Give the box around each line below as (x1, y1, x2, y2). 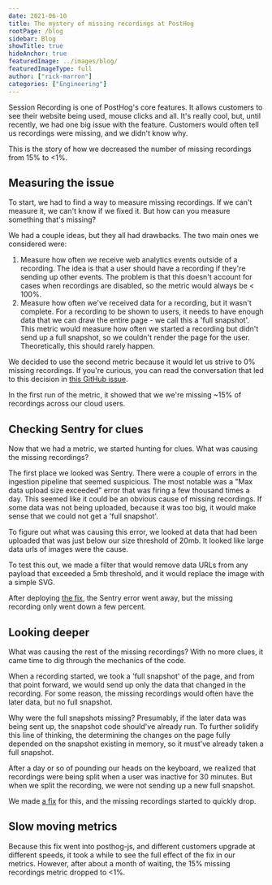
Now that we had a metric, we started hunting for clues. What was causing (8, 444, 258, 453)
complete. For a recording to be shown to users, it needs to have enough (19, 306, 264, 317)
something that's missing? (8, 215, 96, 224)
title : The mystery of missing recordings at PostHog (8, 20, 195, 28)
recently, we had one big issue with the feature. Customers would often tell (8, 119, 260, 129)
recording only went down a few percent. (8, 602, 146, 612)
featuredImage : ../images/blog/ (8, 58, 118, 66)
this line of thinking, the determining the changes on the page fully (8, 730, 231, 740)
